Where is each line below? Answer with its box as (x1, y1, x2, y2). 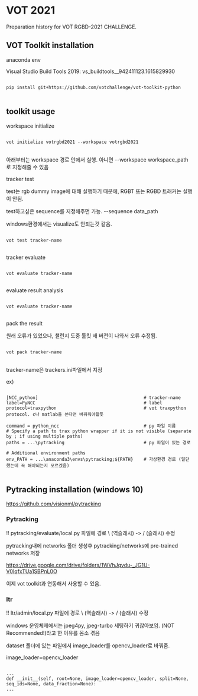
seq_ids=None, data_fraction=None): (6, 681, 96, 686)
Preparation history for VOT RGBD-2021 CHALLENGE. (6, 23, 137, 30)
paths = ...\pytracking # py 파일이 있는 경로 (6, 439, 191, 445)
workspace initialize (6, 122, 55, 129)
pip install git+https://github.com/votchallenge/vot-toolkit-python (6, 84, 181, 90)
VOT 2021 (6, 4, 56, 17)
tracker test (6, 175, 34, 182)
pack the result (6, 319, 43, 327)
